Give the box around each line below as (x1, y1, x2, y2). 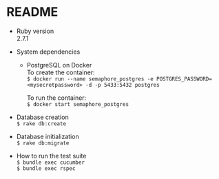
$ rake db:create (16, 120, 67, 127)
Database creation (16, 113, 70, 121)
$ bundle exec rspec (16, 165, 76, 172)
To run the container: (26, 94, 87, 102)
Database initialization (16, 132, 80, 140)
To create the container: (26, 68, 95, 76)
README (6, 4, 59, 20)
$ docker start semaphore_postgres (26, 101, 129, 107)
